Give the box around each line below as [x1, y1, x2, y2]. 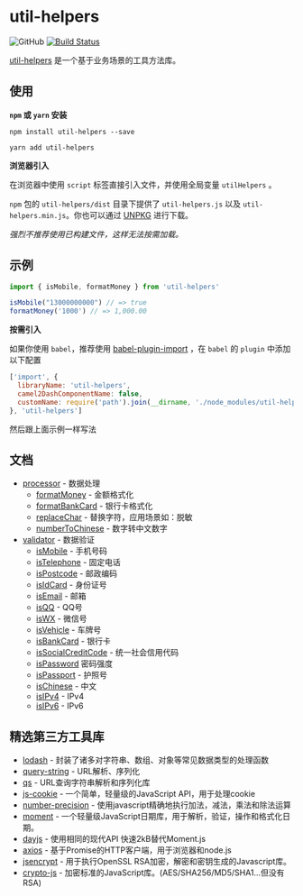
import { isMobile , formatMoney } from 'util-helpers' [9, 282, 220, 291]
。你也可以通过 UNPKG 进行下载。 [66, 209, 194, 220]
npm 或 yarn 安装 [9, 109, 68, 120]
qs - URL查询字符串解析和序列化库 [22, 777, 151, 788]
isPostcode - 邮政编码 [35, 568, 117, 579]
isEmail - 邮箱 [35, 590, 87, 601]
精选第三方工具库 [9, 728, 105, 745]
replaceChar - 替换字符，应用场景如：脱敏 [35, 512, 193, 523]
